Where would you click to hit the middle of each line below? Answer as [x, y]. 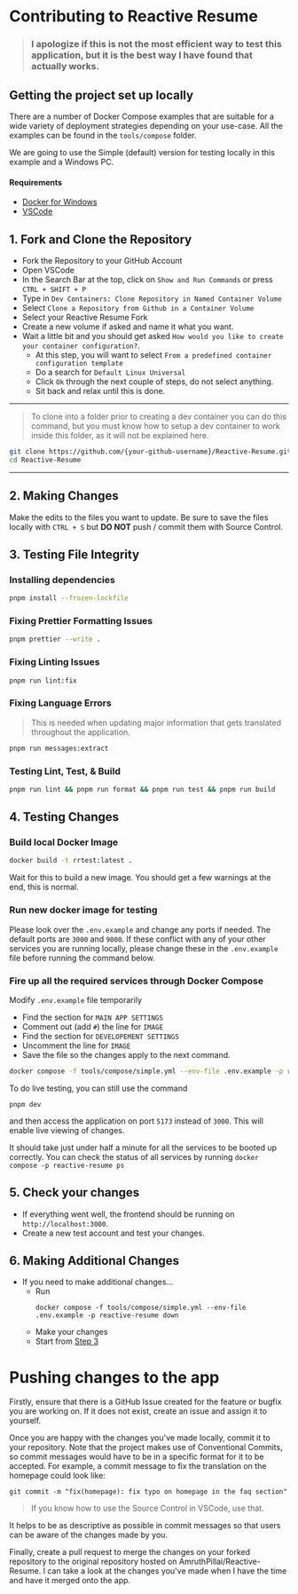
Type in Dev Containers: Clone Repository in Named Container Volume [152, 298]
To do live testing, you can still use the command [98, 1088]
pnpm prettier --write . [55, 639]
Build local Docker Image [64, 842]
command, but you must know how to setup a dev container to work [156, 426]
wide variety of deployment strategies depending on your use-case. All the [146, 125]
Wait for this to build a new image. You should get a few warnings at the [140, 878]
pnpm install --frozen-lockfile [69, 598]
